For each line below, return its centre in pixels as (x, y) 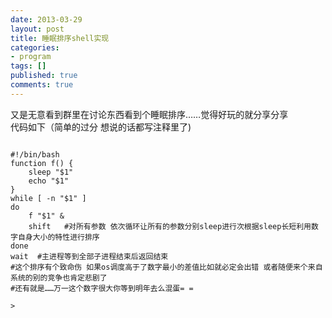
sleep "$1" (51, 172)
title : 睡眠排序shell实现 (60, 38)
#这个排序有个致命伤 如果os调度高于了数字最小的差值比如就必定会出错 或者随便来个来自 (166, 267)
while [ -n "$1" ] (48, 198)
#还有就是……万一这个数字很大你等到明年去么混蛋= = (102, 288)
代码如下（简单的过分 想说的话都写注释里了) (101, 127)
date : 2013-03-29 (46, 19)
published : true (44, 76)
